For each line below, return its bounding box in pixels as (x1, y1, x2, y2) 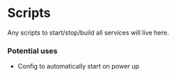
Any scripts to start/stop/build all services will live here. (7, 28, 169, 37)
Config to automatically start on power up (17, 62, 140, 71)
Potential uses (7, 46, 58, 56)
